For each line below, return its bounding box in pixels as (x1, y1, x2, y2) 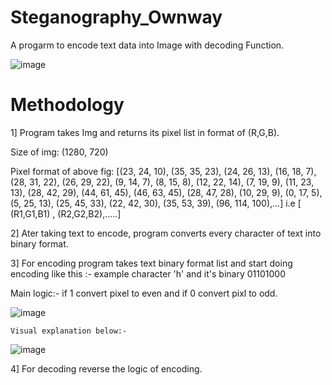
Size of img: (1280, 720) (10, 146, 109, 158)
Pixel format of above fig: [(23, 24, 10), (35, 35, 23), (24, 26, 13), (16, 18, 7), (10, 165, 317, 177)
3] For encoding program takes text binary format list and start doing (10, 257, 293, 269)
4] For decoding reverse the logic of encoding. (10, 362, 203, 375)
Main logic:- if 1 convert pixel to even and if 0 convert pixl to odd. (10, 287, 278, 299)
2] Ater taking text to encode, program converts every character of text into (10, 227, 322, 239)
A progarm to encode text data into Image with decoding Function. (10, 39, 285, 51)
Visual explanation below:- (10, 326, 128, 336)
